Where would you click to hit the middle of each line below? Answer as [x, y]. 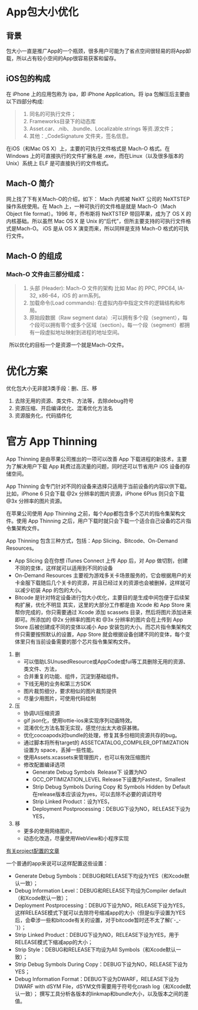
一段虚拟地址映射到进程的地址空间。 [78, 332]
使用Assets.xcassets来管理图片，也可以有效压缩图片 [87, 757]
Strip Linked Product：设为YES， [72, 801]
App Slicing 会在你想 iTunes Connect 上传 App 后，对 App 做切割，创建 [101, 561]
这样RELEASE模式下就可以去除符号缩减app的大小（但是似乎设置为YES [100, 913]
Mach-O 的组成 [34, 256]
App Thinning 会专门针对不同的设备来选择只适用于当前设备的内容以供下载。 [98, 486]
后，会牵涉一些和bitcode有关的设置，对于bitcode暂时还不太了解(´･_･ [98, 920]
